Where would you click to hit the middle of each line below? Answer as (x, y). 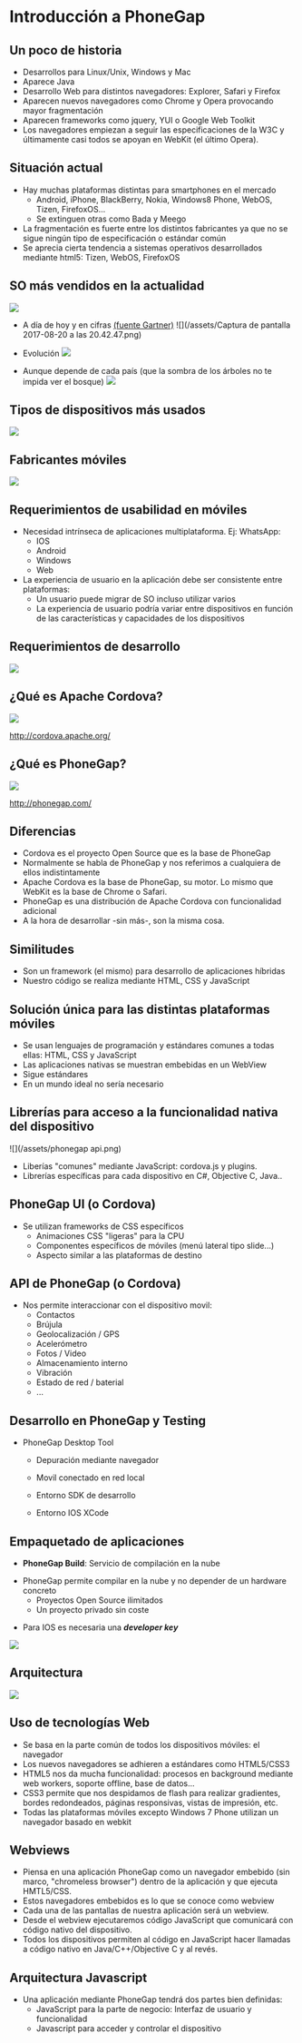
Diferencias (43, 831)
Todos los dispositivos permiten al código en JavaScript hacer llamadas (156, 1940)
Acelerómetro (62, 1344)
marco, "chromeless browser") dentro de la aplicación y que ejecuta (150, 1881)
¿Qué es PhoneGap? (68, 764)
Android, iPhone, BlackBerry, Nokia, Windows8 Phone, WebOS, (154, 199)
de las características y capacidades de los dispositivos (140, 618)
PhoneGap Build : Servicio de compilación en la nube (121, 1563)
